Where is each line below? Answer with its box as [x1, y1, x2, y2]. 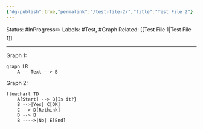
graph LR [6, 63, 28, 69]
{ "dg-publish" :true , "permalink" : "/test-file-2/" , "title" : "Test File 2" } [6, 8, 193, 15]
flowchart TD [6, 91, 39, 97]
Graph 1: [6, 52, 27, 59]
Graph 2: [6, 79, 28, 86]
